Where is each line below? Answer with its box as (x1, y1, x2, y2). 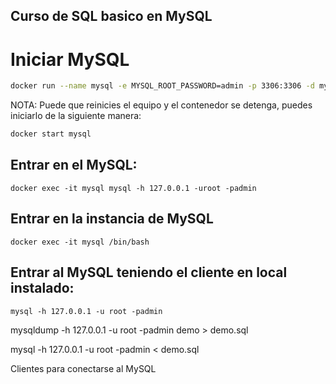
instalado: (10, 280, 75, 297)
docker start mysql (10, 129, 92, 139)
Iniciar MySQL (10, 48, 130, 71)
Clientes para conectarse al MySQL (10, 362, 157, 374)
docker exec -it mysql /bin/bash (10, 237, 150, 247)
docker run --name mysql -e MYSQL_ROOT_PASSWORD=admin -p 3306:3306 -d (10, 81, 315, 91)
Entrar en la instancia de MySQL (10, 210, 214, 228)
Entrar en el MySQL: (10, 157, 138, 174)
